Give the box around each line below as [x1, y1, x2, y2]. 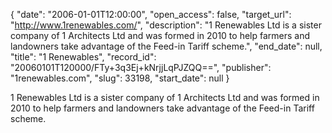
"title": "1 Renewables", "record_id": [10, 51, 157, 63]
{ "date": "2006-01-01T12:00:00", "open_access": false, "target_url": [10, 9, 292, 20]
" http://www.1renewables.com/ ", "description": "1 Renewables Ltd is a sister [10, 19, 322, 31]
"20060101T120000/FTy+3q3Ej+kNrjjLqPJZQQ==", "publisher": [10, 62, 272, 73]
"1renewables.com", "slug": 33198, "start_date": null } [10, 72, 230, 84]
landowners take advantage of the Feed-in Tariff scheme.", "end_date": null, [10, 40, 323, 52]
